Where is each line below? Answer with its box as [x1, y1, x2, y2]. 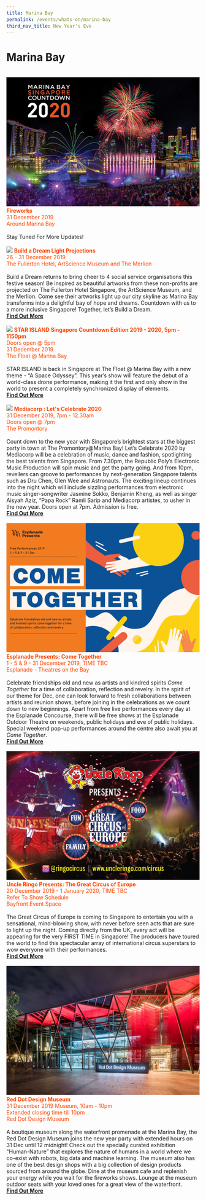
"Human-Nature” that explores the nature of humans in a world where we [6, 1148, 191, 1155]
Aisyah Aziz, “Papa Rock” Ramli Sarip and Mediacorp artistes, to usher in [6, 496, 191, 504]
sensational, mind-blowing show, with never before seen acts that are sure [6, 920, 195, 927]
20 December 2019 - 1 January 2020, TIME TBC [6, 887, 128, 895]
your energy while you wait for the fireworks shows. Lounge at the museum [6, 1174, 197, 1181]
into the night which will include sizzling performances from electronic [6, 483, 184, 491]
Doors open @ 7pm [6, 418, 55, 425]
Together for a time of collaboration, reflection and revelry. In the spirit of [6, 685, 191, 692]
